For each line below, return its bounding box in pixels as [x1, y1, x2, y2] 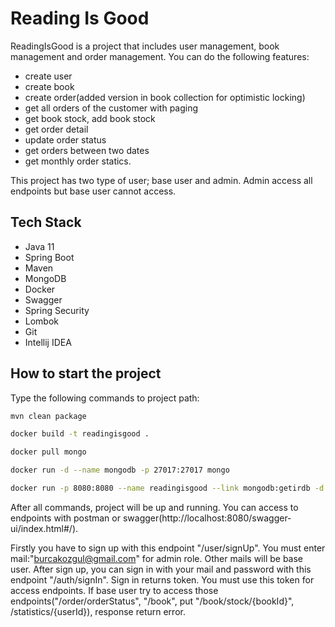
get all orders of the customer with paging [24, 102, 199, 114]
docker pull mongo [10, 447, 87, 457]
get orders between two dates [24, 144, 150, 156]
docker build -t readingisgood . [10, 429, 150, 439]
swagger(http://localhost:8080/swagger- [122, 512, 292, 524]
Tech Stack [10, 214, 82, 231]
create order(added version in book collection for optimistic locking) [24, 91, 306, 103]
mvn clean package [10, 411, 87, 421]
